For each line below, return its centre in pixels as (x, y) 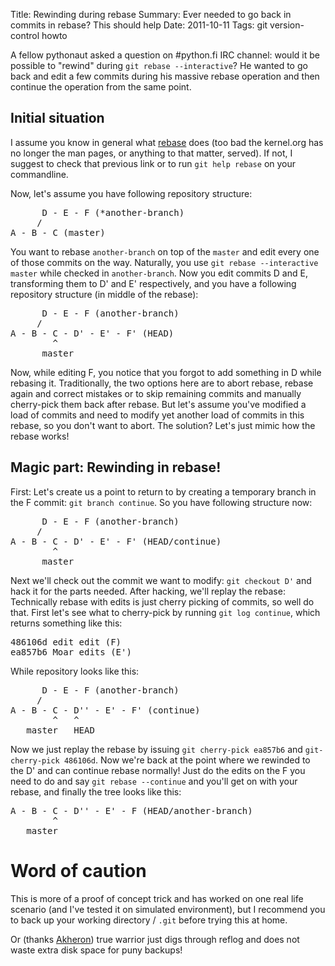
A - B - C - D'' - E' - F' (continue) (105, 710)
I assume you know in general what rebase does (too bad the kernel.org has (167, 142)
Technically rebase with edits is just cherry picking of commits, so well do (162, 601)
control (25, 35)
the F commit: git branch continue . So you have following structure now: (161, 502)
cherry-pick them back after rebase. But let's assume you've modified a (158, 404)
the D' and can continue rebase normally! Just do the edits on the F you (158, 770)
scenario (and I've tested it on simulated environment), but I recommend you (168, 909)
